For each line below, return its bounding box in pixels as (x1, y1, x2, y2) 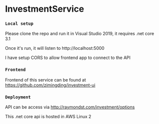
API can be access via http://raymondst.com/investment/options (5, 104, 135, 110)
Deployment (5, 94, 31, 100)
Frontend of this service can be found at (5, 77, 86, 83)
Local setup (5, 21, 34, 26)
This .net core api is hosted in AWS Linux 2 (5, 114, 91, 120)
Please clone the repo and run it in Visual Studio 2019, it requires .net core (5, 31, 154, 37)
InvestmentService (5, 3, 85, 15)
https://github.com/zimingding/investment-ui (5, 82, 95, 88)
